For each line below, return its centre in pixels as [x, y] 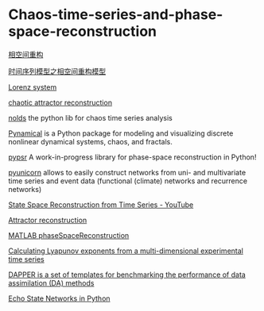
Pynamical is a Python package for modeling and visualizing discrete [121, 133]
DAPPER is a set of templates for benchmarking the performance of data [127, 275]
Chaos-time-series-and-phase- [116, 15]
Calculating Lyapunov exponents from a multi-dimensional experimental [126, 251]
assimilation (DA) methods [51, 282]
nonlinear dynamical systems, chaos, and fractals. [91, 141]
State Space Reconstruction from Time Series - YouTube [101, 205]
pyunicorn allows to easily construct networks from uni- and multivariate [127, 172]
